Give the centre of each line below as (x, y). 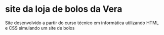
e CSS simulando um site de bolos (40, 28)
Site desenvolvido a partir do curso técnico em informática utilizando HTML (82, 23)
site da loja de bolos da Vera (64, 9)
